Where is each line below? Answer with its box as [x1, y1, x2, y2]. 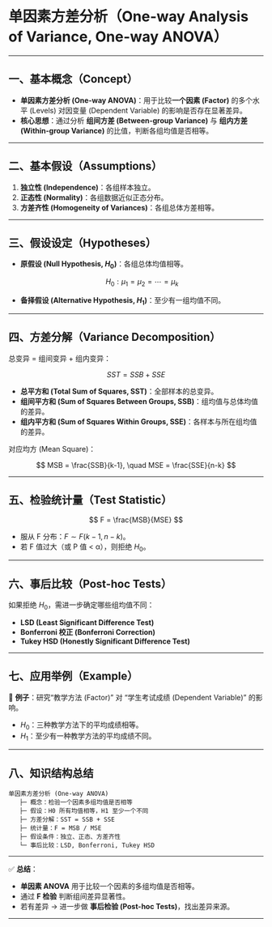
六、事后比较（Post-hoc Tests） [8, 576, 172, 591]
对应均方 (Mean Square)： [8, 444, 96, 453]
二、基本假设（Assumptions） [8, 159, 163, 173]
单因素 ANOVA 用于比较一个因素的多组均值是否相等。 [19, 882, 200, 891]
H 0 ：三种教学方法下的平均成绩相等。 [19, 720, 143, 731]
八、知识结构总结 [8, 766, 94, 780]
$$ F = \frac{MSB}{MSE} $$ [88, 515, 184, 525]
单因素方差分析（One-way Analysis [8, 7, 249, 26]
